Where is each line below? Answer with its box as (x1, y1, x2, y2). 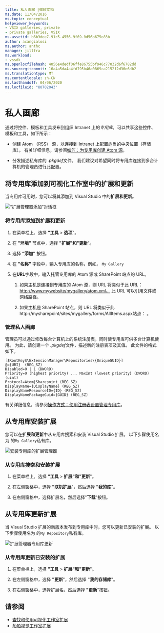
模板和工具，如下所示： (5, 131, 52, 136)
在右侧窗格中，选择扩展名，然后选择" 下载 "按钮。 (12, 494, 111, 500)
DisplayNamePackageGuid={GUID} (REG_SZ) (5, 392, 89, 397)
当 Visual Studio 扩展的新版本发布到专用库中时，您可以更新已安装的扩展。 (5, 524, 154, 530)
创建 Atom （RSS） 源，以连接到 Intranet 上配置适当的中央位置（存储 (12, 141, 151, 147)
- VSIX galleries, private (5, 26, 60, 30)
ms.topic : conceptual (5, 16, 49, 21)
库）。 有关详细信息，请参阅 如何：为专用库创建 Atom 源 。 (12, 147, 127, 153)
